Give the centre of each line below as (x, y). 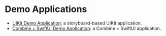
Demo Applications (46, 9)
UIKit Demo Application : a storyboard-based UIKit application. (77, 23)
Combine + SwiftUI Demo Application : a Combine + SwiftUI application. (87, 28)
